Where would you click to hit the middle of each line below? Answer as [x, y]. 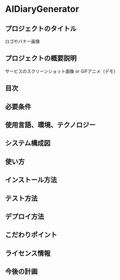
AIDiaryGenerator [42, 9]
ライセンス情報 [28, 253]
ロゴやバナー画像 [22, 41]
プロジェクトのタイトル [41, 28]
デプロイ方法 [25, 217]
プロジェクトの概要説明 [41, 59]
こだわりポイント [31, 235]
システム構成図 [28, 143]
